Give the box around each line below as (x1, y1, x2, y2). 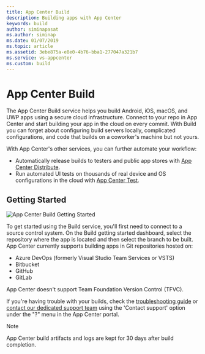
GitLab (15, 274, 32, 281)
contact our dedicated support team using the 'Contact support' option (6, 304, 185, 312)
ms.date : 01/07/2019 (6, 37, 59, 44)
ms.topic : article (6, 44, 53, 50)
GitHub (15, 267, 34, 275)
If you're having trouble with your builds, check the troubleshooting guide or (6, 297, 198, 305)
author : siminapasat (6, 26, 59, 33)
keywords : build (6, 20, 48, 26)
